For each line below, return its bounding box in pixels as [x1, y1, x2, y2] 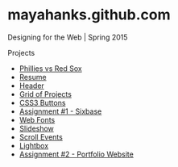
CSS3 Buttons [19, 98, 66, 107]
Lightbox [19, 140, 49, 150]
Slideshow [19, 123, 54, 133]
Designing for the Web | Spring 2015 [7, 32, 128, 42]
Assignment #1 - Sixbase [19, 106, 102, 116]
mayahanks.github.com [7, 6, 171, 24]
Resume [19, 72, 47, 81]
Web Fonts [19, 115, 56, 124]
